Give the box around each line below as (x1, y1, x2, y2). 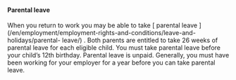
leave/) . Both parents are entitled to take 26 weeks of (62, 36, 218, 45)
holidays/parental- (7, 36, 61, 45)
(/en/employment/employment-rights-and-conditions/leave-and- (7, 29, 196, 37)
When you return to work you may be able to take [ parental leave (7, 21, 198, 29)
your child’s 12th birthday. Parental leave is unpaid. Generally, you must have (7, 51, 230, 60)
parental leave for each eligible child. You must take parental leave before (7, 44, 221, 52)
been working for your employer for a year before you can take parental (7, 58, 216, 67)
